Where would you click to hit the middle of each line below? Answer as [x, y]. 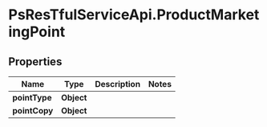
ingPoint [37, 32]
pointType [32, 98]
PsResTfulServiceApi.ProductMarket [134, 15]
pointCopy [33, 111]
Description [118, 84]
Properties [35, 61]
